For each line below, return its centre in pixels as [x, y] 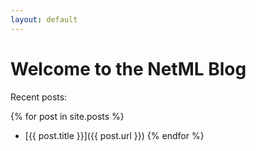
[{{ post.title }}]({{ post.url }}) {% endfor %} [114, 135]
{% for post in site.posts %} [67, 116]
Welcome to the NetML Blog [128, 68]
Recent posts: [39, 97]
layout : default [44, 19]
